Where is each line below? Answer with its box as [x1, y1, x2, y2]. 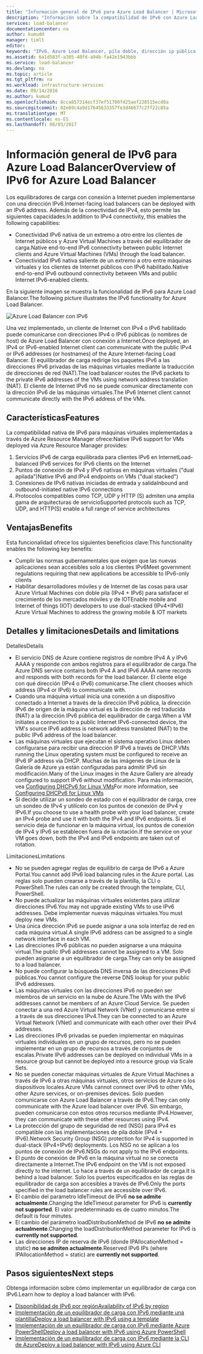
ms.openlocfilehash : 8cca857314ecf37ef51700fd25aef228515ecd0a [6, 99, 169, 105]
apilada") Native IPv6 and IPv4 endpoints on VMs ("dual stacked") [14, 472, 179, 480]
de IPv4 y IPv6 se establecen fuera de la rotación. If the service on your [14, 828, 193, 835]
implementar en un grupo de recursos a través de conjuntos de [14, 1044, 172, 1052]
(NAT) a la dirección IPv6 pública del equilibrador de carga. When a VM [14, 712, 192, 719]
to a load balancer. [14, 960, 62, 968]
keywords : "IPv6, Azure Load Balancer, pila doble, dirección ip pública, [6, 49, 199, 55]
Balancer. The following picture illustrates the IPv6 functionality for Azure [6, 295, 187, 302]
